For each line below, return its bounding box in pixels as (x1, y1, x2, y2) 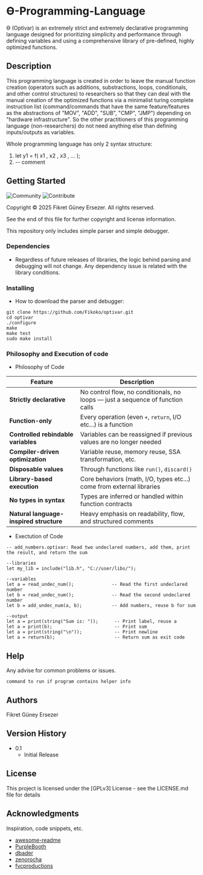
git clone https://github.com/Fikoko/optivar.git (6, 310, 134, 316)
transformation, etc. (80, 455, 136, 464)
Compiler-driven (9, 447, 59, 456)
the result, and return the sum (6, 550, 88, 556)
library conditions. (14, 268, 60, 276)
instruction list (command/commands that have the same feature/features (6, 103, 190, 110)
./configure (6, 320, 36, 326)
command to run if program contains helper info (6, 678, 131, 685)
